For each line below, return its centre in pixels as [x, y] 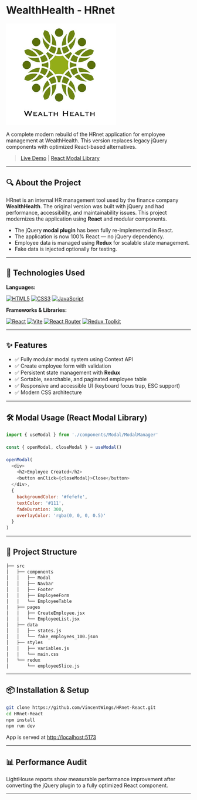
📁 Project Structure [42, 551]
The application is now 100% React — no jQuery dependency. [89, 236]
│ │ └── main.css [33, 654]
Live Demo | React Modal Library [60, 158]
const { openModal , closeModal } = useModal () [64, 447]
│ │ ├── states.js [34, 631]
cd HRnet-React [25, 714]
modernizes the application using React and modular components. [86, 219]
